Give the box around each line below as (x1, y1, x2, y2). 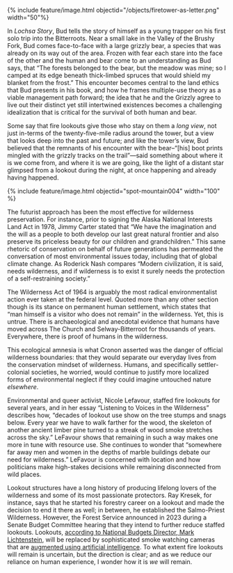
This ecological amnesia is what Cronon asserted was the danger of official (7, 346, 223, 354)
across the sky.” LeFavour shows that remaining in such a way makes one (7, 433, 218, 441)
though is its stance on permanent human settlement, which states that (7, 303, 211, 311)
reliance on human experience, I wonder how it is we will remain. (7, 558, 193, 566)
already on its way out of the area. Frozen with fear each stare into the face (7, 49, 223, 57)
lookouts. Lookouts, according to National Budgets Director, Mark (7, 528, 195, 536)
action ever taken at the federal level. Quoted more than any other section (7, 295, 219, 304)
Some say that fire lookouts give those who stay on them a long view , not (7, 122, 217, 129)
